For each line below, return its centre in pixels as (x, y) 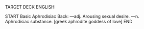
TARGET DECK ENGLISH (30, 7)
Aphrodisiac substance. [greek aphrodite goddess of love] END (69, 22)
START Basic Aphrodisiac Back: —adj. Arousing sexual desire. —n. (72, 16)
